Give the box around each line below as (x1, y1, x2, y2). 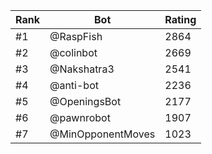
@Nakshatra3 (49, 62, 115, 76)
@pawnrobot (49, 111, 111, 124)
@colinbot (49, 46, 98, 59)
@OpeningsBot (49, 95, 122, 108)
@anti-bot (49, 79, 99, 92)
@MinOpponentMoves (49, 127, 156, 141)
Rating (164, 13, 197, 26)
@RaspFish (49, 30, 103, 43)
